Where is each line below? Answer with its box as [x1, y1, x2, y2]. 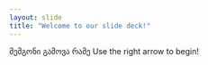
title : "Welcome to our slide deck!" [9, 21, 151, 30]
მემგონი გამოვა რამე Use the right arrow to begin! [9, 45, 200, 56]
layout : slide [9, 12, 63, 22]
